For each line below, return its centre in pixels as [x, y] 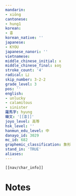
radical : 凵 [17, 75]
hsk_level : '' [20, 126]
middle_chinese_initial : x [33, 61]
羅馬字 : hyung [19, 112]
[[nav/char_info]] [24, 167]
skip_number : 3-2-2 [25, 79]
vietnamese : [17, 56]
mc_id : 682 [16, 140]
